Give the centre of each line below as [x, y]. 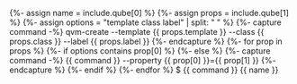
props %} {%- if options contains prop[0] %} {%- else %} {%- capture [140, 51]
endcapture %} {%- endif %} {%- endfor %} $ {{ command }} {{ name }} [144, 70]
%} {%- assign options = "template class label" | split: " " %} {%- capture [145, 22]
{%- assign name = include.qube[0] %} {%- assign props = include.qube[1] [149, 13]
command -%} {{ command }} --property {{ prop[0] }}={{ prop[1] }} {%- [143, 60]
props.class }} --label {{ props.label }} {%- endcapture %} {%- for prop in [146, 41]
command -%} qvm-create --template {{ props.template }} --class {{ [137, 32]
